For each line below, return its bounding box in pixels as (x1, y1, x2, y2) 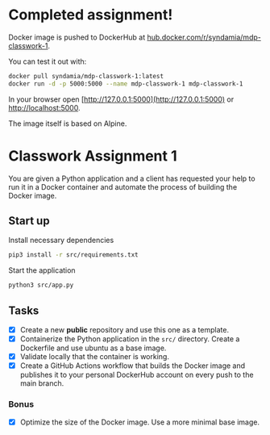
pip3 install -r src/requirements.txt (8, 251, 139, 259)
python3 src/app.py (8, 281, 74, 290)
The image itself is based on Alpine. (8, 119, 127, 128)
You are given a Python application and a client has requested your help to (8, 174, 255, 183)
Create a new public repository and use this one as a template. (19, 325, 230, 334)
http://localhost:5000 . (8, 102, 81, 112)
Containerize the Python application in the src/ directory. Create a (19, 334, 240, 344)
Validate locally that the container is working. (19, 352, 169, 362)
